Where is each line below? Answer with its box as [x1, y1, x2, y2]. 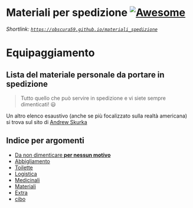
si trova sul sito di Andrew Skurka [6, 118, 87, 125]
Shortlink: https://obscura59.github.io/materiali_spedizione [6, 25, 158, 32]
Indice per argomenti [6, 136, 84, 146]
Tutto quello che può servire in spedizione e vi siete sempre [20, 95, 166, 102]
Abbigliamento [14, 157, 50, 165]
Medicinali [14, 176, 40, 183]
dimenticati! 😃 [20, 100, 56, 108]
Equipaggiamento [6, 46, 95, 60]
